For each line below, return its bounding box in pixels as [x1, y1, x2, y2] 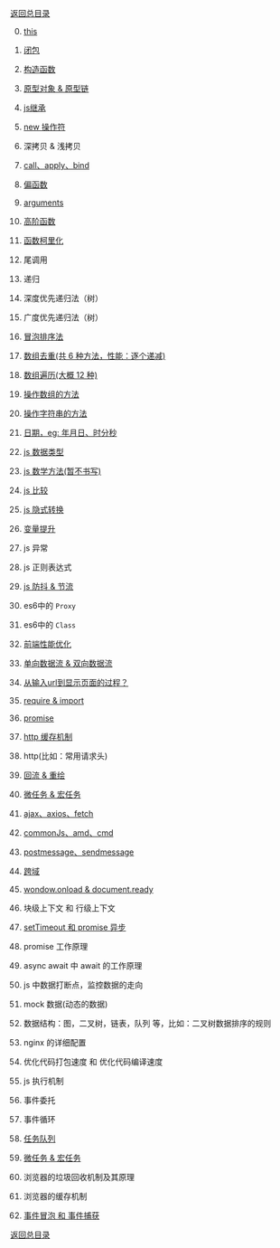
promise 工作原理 [23, 941, 89, 951]
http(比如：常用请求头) [23, 751, 108, 761]
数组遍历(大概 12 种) [23, 370, 98, 380]
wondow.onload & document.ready [23, 884, 154, 894]
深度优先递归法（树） [23, 293, 103, 303]
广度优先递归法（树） [23, 312, 103, 323]
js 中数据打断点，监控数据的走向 [23, 979, 144, 990]
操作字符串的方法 [23, 408, 88, 419]
